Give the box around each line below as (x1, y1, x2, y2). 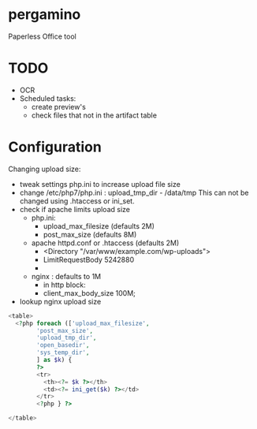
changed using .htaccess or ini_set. (19, 196, 136, 206)
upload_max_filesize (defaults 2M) (43, 221, 155, 230)
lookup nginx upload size (19, 297, 102, 306)
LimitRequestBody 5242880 (43, 255, 135, 264)
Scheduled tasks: (19, 93, 76, 103)
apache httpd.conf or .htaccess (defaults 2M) (31, 238, 180, 248)
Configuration (8, 138, 102, 156)
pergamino (8, 6, 81, 24)
